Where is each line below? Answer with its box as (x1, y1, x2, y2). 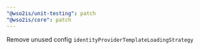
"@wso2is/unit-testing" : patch (6, 10, 96, 17)
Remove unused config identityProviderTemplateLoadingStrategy (6, 35, 194, 43)
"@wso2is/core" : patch (6, 16, 71, 23)
